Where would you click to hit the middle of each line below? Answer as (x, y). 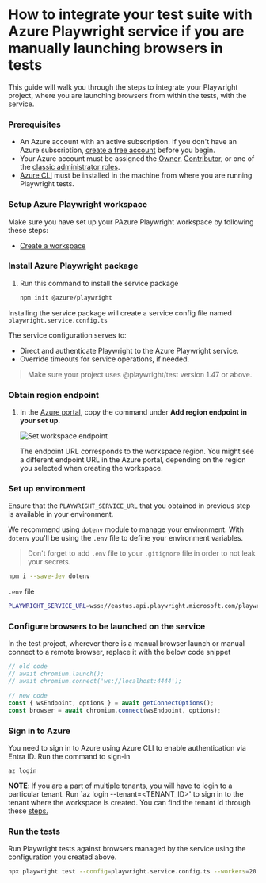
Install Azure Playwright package (73, 266)
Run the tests (34, 831)
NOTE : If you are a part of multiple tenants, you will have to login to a (120, 786)
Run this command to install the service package (99, 283)
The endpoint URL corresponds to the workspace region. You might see (137, 451)
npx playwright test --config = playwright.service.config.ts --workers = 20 (133, 872)
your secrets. (49, 562)
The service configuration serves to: (67, 335)
